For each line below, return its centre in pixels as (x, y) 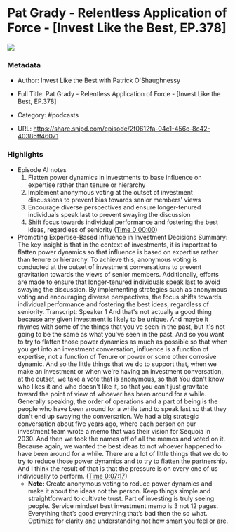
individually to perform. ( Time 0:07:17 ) (72, 476)
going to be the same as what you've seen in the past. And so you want (121, 334)
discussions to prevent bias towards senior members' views (114, 200)
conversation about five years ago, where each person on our (107, 424)
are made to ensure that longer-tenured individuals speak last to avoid (119, 282)
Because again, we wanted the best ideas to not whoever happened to (120, 446)
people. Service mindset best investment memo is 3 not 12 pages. (123, 506)
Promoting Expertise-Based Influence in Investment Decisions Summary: (122, 237)
